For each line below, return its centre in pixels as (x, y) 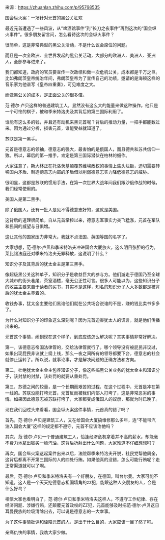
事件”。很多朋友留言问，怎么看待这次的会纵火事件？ (62, 34)
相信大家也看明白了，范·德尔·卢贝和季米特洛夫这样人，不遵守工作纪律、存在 (82, 499)
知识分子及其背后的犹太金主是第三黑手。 (46, 264)
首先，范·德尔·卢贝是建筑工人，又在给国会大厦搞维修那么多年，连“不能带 (78, 420)
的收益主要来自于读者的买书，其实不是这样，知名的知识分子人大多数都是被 (80, 287)
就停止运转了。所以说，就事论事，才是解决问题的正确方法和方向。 (72, 360)
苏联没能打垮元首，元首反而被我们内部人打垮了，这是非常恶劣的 (86, 393)
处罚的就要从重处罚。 (69, 376)
